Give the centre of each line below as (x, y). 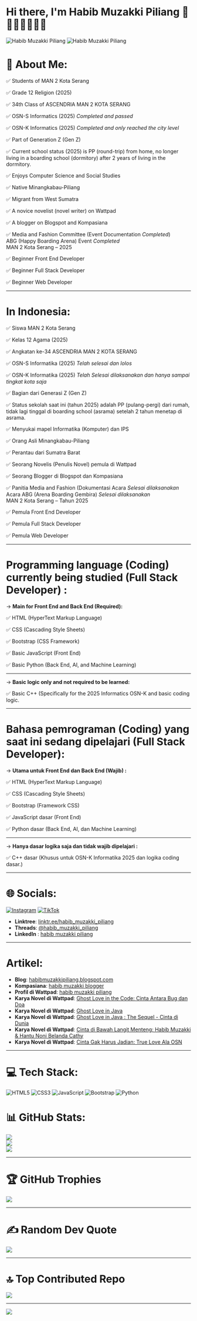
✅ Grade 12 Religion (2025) (39, 92)
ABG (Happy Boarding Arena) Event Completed (63, 241)
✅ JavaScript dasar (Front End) (44, 817)
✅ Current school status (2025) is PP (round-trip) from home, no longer (92, 151)
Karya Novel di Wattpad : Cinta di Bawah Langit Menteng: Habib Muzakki (103, 1029)
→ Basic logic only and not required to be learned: (68, 682)
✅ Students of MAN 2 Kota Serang (48, 81)
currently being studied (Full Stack (92, 578)
